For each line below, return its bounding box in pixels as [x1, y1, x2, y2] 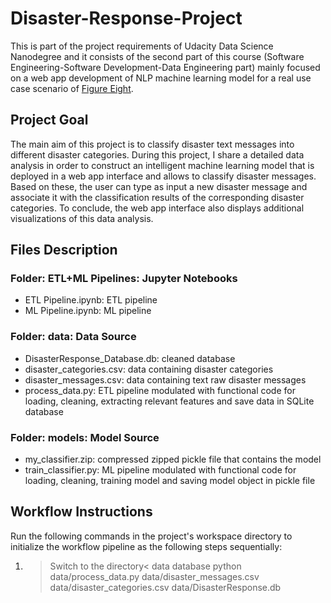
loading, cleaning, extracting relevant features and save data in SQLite [24, 395, 315, 407]
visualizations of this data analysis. [10, 212, 154, 224]
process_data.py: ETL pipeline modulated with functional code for [24, 384, 296, 396]
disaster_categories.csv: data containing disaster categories [24, 363, 274, 375]
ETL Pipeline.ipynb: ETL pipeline [24, 294, 158, 306]
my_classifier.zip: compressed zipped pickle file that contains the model [24, 453, 322, 466]
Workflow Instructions [10, 503, 153, 521]
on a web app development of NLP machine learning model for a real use [10, 72, 312, 84]
